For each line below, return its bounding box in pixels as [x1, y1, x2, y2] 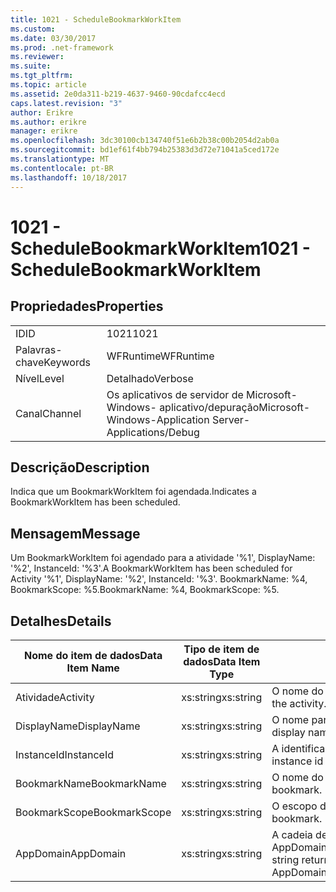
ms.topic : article [10, 80, 87, 90]
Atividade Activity [15, 690, 95, 704]
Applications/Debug [106, 425, 200, 439]
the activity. [271, 696, 327, 710]
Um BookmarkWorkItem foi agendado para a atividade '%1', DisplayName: [10, 552, 316, 564]
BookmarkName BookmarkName [15, 776, 167, 790]
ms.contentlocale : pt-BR [10, 163, 114, 173]
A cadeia [271, 827, 313, 841]
